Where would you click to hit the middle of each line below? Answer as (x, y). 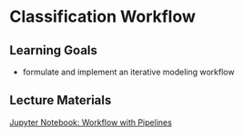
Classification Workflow (102, 17)
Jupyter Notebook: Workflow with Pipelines (91, 122)
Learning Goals (54, 50)
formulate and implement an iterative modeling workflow (128, 72)
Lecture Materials (61, 100)
